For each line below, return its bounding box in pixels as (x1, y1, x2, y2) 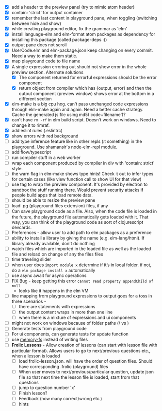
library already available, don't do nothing (11, 240, 95, 246)
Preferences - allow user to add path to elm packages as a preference (11, 229, 152, 235)
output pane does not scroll (11, 42, 67, 48)
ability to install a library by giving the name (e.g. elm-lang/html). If (11, 235, 145, 241)
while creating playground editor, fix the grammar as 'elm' (11, 26, 127, 32)
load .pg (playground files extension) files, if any (11, 203, 108, 209)
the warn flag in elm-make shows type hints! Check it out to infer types (11, 171, 154, 177)
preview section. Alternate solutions (11, 69, 83, 75)
